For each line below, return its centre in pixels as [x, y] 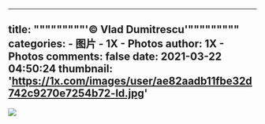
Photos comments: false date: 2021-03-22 [115, 57]
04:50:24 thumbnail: [60, 69]
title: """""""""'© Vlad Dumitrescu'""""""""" [124, 29]
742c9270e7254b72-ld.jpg [76, 94]
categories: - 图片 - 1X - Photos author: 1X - [116, 44]
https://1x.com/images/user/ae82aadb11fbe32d [132, 81]
